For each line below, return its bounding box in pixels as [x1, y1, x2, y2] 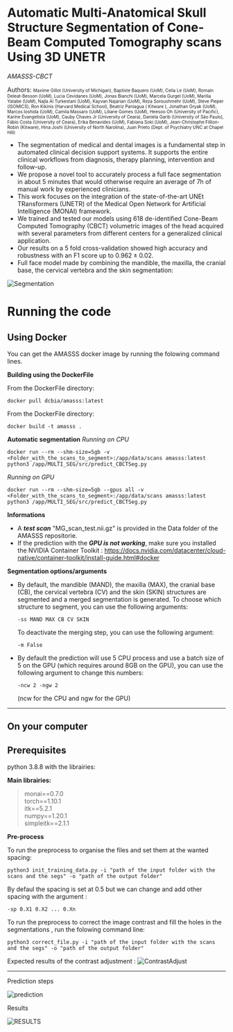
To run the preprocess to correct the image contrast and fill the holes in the [7, 918, 222, 927]
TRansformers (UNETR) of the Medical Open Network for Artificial [17, 199, 206, 208]
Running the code [7, 304, 112, 320]
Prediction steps [7, 977, 54, 986]
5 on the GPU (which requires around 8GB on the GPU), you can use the [17, 661, 223, 669]
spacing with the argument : [7, 893, 87, 901]
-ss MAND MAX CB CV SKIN [17, 616, 89, 623]
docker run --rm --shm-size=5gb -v [7, 448, 110, 455]
